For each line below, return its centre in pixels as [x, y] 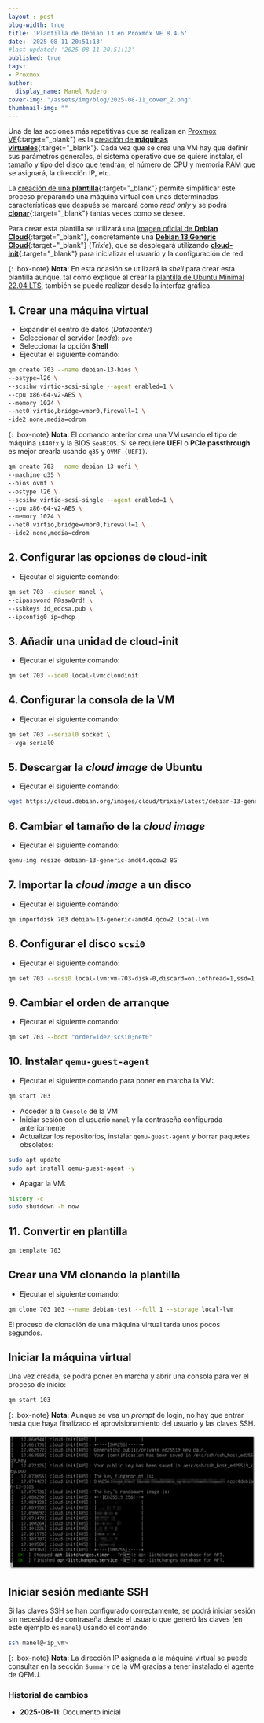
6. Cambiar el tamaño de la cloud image [107, 826]
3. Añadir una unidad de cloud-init [93, 641]
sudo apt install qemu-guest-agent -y [71, 1168]
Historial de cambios [48, 1695]
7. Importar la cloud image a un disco [100, 885]
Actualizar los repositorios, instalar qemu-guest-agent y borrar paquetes [134, 1136]
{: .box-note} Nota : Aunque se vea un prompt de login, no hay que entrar [126, 1415]
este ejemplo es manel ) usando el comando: [79, 1628]
